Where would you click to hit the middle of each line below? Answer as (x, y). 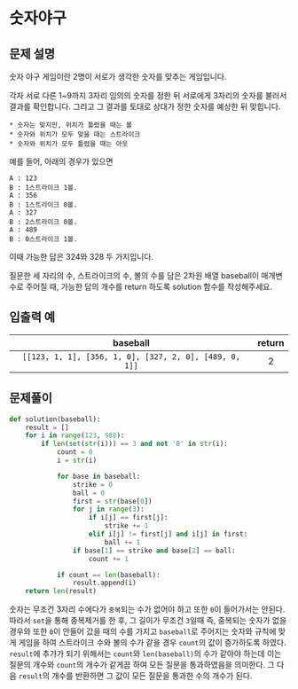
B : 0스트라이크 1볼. (43, 239)
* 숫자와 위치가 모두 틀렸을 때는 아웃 (69, 144)
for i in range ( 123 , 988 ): (75, 435)
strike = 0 (93, 484)
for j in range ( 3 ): (108, 509)
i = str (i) (77, 460)
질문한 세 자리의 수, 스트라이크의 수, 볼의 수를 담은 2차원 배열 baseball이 (134, 275)
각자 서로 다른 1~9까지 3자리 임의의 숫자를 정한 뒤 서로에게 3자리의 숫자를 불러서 (148, 95)
